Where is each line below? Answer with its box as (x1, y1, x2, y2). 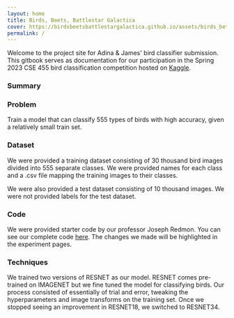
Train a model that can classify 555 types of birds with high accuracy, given (7, 116, 224, 124)
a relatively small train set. (7, 123, 82, 131)
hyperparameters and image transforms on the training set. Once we (7, 296, 204, 304)
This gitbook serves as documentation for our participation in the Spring (7, 56, 214, 65)
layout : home (7, 10, 45, 17)
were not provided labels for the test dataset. (7, 192, 136, 200)
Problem (7, 100, 37, 109)
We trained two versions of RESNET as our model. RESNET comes (7, 273, 197, 282)
